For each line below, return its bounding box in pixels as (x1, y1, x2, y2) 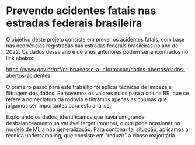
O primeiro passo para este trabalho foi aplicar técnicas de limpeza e (6, 83, 172, 90)
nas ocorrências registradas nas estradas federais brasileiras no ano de (6, 42, 179, 49)
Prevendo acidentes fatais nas (6, 4, 156, 18)
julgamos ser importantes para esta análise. (6, 102, 112, 109)
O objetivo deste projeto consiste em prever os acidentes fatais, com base (6, 36, 185, 43)
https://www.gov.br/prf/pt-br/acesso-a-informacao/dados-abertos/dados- (6, 65, 186, 72)
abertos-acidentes (6, 72, 51, 79)
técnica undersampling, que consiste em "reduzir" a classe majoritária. (6, 132, 177, 139)
